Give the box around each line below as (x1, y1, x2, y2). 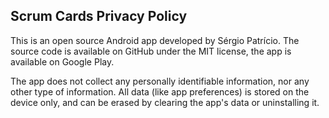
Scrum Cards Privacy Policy (10, 8, 188, 25)
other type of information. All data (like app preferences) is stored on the (10, 85, 310, 98)
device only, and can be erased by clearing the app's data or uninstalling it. (10, 96, 320, 108)
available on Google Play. (10, 55, 115, 68)
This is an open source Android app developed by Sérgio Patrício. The (10, 34, 300, 46)
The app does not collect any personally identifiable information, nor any (10, 75, 310, 87)
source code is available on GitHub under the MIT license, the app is (10, 45, 292, 57)
